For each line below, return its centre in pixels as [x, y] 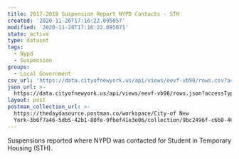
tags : [15, 47]
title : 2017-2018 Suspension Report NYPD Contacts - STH [94, 14]
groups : [19, 67]
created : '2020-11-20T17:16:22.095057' [67, 21]
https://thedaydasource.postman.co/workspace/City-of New [102, 113]
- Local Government [43, 73]
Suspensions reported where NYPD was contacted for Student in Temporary [119, 140]
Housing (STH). [30, 148]
